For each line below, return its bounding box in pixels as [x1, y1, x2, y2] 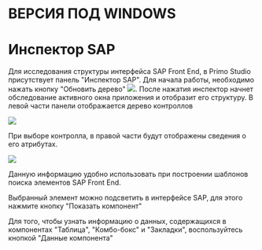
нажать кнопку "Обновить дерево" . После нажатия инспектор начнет [8, 84, 254, 94]
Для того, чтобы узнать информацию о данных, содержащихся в [8, 217, 227, 226]
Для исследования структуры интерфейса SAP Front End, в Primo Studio [8, 67, 252, 76]
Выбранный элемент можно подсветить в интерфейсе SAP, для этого [8, 193, 243, 203]
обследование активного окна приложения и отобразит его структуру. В [8, 93, 253, 102]
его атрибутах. [8, 139, 58, 149]
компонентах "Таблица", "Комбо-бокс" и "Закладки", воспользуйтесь [8, 225, 243, 234]
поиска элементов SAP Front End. [8, 178, 122, 187]
